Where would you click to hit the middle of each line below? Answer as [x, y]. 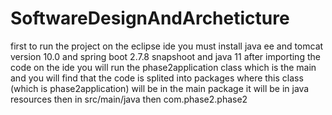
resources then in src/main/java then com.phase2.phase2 [129, 99]
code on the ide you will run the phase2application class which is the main [163, 67]
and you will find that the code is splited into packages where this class [157, 78]
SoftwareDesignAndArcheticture [150, 18]
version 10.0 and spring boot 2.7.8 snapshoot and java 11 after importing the [165, 56]
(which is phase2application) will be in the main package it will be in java [160, 88]
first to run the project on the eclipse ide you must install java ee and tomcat [167, 46]
